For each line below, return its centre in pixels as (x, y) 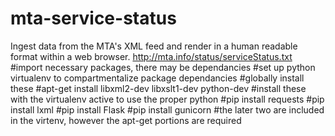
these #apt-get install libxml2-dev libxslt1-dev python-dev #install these (158, 88)
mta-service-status (93, 18)
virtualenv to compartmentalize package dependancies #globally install (157, 78)
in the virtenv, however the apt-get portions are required (126, 120)
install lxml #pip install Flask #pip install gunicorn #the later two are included (167, 109)
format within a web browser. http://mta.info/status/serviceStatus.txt (151, 56)
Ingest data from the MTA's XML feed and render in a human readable (154, 46)
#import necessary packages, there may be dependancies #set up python (163, 67)
